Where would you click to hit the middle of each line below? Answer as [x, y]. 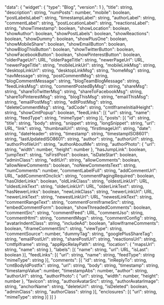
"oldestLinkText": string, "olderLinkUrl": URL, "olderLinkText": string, [74, 186]
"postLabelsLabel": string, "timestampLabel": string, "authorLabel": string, [80, 18]
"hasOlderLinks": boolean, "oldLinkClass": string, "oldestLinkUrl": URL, [77, 181]
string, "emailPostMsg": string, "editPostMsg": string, [59, 102]
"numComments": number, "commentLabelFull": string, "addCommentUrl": [81, 170]
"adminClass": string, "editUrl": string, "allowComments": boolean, [73, 160]
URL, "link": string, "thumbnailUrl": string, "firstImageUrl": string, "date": [78, 128]
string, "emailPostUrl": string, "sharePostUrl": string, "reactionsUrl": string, [81, 239]
